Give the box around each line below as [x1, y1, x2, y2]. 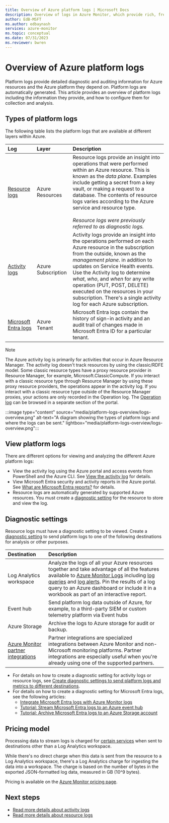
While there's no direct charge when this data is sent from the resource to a [5, 752, 162, 759]
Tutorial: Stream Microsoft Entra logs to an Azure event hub [20, 705, 143, 711]
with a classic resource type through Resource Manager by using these [5, 378, 153, 384]
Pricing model [5, 724, 50, 733]
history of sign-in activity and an [72, 315, 150, 322]
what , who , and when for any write [72, 275, 154, 282]
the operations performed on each [72, 237, 154, 244]
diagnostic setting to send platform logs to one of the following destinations [5, 533, 162, 539]
